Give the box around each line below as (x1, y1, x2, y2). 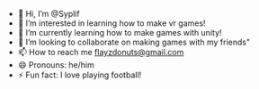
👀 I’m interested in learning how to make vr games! (17, 18, 206, 28)
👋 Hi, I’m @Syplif (17, 9, 80, 19)
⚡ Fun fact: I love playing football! (17, 69, 142, 80)
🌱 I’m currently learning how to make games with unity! (17, 28, 222, 37)
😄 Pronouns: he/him (17, 60, 94, 70)
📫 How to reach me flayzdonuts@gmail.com (17, 47, 184, 57)
